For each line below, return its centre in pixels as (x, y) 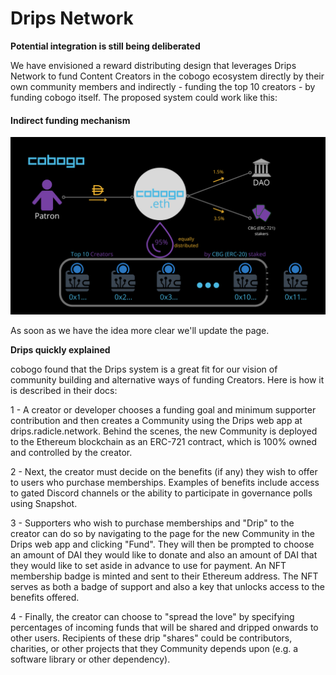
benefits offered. (45, 597)
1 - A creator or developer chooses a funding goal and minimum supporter (163, 409)
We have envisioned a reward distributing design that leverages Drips (153, 65)
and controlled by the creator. (71, 452)
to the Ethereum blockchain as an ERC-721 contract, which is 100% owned (164, 441)
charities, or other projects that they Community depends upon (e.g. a (154, 648)
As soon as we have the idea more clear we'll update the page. (140, 330)
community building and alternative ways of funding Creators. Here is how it (167, 379)
